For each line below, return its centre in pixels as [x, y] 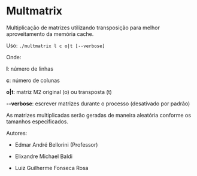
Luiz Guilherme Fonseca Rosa [51, 168]
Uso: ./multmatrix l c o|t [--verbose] [56, 45]
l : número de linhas [30, 69]
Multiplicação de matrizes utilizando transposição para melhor [83, 28]
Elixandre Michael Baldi [44, 156]
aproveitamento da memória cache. [50, 34]
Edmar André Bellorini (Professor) [56, 144]
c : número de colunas [33, 80]
